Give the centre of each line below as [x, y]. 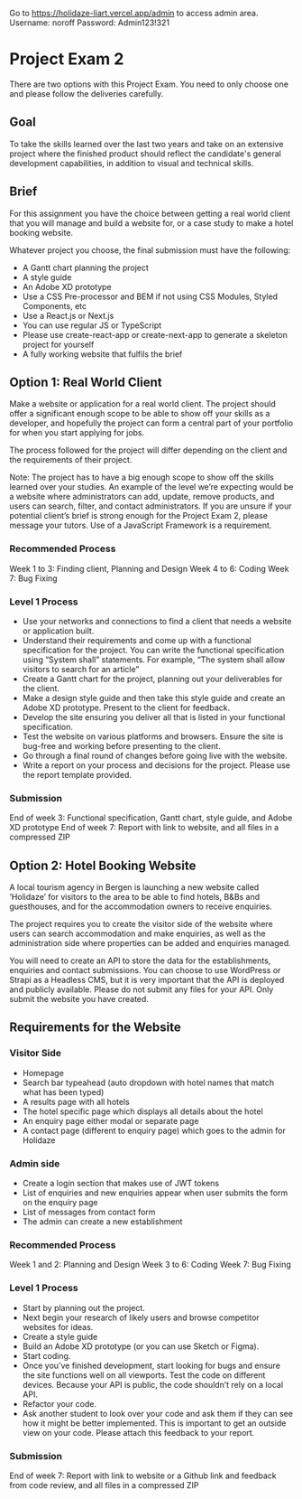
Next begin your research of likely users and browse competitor [141, 1317]
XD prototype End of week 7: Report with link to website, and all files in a [144, 828]
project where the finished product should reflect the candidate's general [145, 154]
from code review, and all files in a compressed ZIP [104, 1485]
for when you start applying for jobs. [77, 433]
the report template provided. [77, 774]
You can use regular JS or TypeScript [92, 325]
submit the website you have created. [79, 999]
